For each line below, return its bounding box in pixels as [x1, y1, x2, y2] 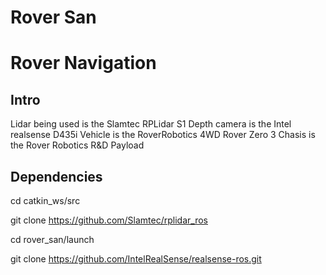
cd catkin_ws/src [10, 195, 81, 206]
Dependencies [10, 168, 103, 185]
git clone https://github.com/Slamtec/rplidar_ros [10, 214, 208, 226]
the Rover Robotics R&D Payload [10, 139, 145, 151]
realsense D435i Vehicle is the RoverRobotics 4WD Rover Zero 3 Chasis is [10, 129, 316, 141]
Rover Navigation [10, 52, 157, 75]
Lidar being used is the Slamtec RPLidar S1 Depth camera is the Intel [10, 118, 292, 130]
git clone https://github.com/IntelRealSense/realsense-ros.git [10, 253, 262, 265]
